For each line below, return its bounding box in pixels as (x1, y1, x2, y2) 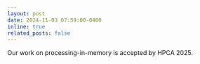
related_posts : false (7, 29, 71, 37)
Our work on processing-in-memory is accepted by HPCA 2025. (7, 49, 193, 57)
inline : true (7, 23, 46, 30)
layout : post (7, 10, 46, 17)
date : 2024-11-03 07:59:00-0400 (7, 17, 102, 24)
